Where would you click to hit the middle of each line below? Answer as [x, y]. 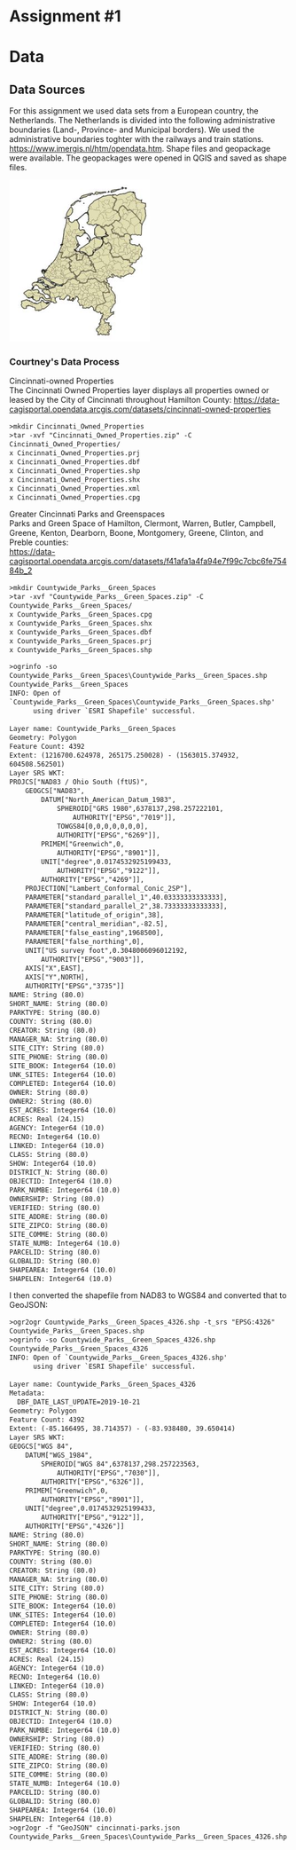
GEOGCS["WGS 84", [41, 1447]
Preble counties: [39, 542]
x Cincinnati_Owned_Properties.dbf [75, 462]
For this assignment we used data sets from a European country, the [134, 111]
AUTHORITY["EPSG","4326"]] [75, 1527]
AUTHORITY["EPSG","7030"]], [109, 1473]
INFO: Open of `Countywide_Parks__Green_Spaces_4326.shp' [118, 1358]
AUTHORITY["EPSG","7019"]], [124, 818]
